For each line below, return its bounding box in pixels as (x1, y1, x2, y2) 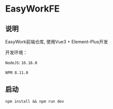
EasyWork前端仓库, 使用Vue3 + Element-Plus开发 (5, 39, 108, 44)
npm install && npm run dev (5, 99, 65, 104)
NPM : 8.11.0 (5, 69, 29, 75)
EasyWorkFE (5, 3, 60, 15)
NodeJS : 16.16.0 (5, 60, 38, 66)
